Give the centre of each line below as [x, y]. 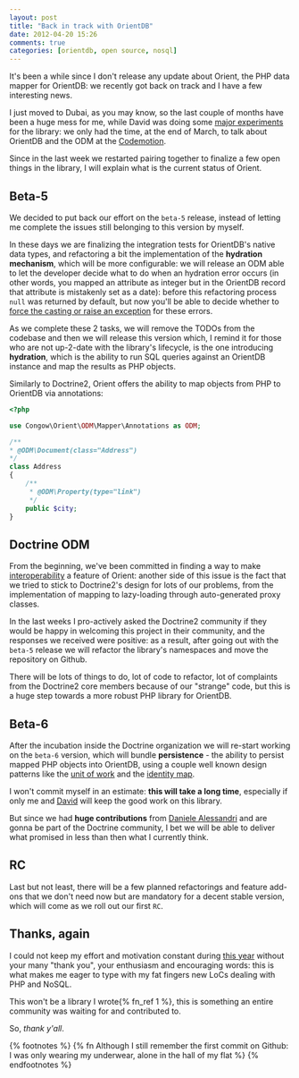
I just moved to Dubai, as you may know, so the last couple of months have [146, 113]
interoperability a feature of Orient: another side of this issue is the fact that [148, 576]
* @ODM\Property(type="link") [85, 492]
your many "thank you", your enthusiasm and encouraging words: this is [142, 965]
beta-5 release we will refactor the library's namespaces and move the [139, 650]
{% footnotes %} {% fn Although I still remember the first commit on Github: [149, 1045]
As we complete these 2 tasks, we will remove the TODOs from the [132, 328]
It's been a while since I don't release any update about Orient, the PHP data [149, 76]
